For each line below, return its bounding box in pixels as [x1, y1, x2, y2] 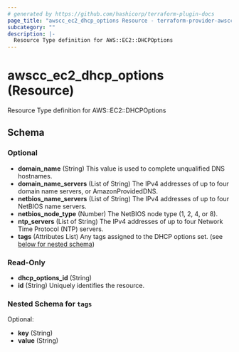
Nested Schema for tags [7, 299, 92, 309]
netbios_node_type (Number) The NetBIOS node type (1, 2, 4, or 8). [17, 209, 218, 218]
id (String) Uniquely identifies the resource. [17, 282, 144, 290]
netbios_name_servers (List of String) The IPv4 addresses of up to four [17, 194, 230, 203]
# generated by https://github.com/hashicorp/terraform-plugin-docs [7, 10, 215, 18]
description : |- [7, 30, 55, 38]
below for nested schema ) [17, 240, 95, 248]
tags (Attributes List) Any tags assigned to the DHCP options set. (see [17, 232, 223, 240]
